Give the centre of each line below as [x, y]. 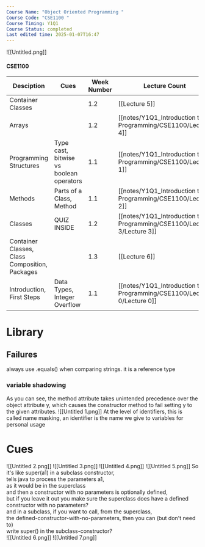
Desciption [29, 86]
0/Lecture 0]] [137, 301]
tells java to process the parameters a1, [56, 479]
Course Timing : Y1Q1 [33, 23]
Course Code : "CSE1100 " [38, 18]
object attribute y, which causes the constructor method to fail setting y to [99, 405]
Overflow [67, 305]
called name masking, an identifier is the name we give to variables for [95, 418]
